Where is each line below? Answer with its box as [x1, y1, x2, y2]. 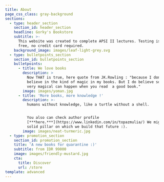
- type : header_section [9, 20, 58, 26]
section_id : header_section [14, 25, 71, 30]
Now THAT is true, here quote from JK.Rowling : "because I [26, 75, 152, 80]
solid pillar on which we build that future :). [26, 124, 128, 129]
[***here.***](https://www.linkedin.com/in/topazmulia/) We [26, 120, 152, 125]
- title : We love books [18, 66, 67, 71]
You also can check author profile [26, 115, 99, 120]
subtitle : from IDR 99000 [14, 147, 67, 152]
